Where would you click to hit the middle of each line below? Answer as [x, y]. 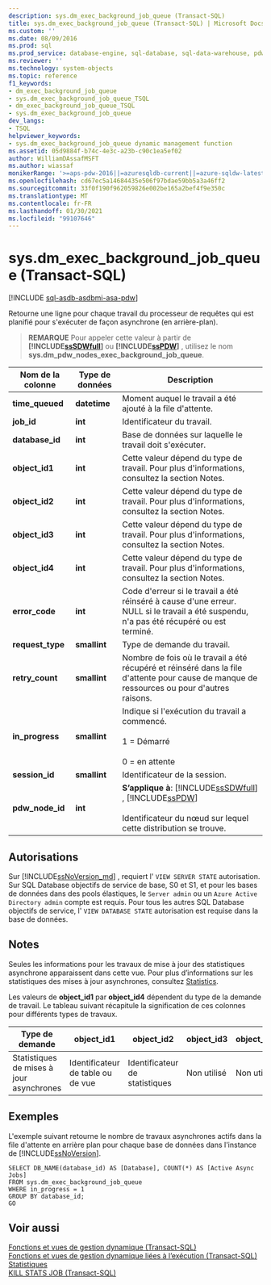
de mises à [33, 1068]
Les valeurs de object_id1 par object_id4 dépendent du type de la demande [135, 997]
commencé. [144, 722]
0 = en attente [149, 762]
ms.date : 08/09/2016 [43, 38]
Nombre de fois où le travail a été [185, 658]
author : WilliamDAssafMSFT [54, 158]
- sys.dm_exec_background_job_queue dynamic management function [120, 143]
